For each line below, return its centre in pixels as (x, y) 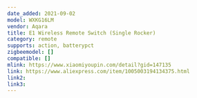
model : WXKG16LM (30, 20)
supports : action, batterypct (51, 46)
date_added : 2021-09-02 (41, 13)
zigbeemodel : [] (30, 52)
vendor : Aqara (28, 26)
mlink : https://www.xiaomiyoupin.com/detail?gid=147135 (89, 65)
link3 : (17, 84)
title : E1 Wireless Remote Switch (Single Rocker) (82, 33)
